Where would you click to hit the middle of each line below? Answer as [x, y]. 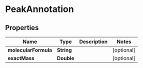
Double [65, 58]
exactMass [21, 58]
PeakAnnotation [39, 9]
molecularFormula [30, 50]
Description [93, 42]
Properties [22, 28]
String [64, 50]
